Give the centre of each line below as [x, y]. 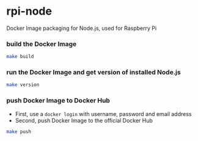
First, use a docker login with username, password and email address [103, 114]
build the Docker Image [42, 44]
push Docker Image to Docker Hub [58, 101]
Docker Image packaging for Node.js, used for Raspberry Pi [82, 28]
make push [19, 132]
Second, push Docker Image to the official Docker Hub [84, 120]
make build [20, 57]
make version [23, 85]
